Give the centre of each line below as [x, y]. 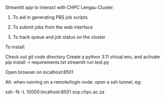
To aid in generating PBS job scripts [50, 17]
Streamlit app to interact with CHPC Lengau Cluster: [60, 7]
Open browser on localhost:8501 [39, 72]
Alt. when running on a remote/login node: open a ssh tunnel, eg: [73, 82]
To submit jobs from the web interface [53, 27]
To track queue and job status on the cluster [59, 37]
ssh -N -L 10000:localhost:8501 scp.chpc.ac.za [55, 92]
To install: [15, 47]
